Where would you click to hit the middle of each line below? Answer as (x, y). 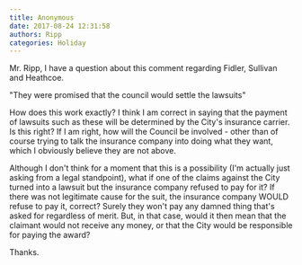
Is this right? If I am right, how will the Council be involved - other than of (144, 132)
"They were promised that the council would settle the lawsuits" (128, 95)
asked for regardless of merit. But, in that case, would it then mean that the (148, 216)
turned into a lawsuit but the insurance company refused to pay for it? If (142, 187)
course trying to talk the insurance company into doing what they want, (142, 141)
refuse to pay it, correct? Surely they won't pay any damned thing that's (142, 207)
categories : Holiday (48, 43)
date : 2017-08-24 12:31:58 (60, 26)
